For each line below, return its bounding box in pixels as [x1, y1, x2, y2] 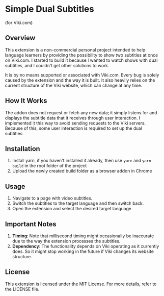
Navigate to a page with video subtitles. [12, 195, 92, 201]
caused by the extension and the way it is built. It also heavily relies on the [5, 77, 156, 83]
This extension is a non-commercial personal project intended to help [5, 47, 146, 52]
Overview [5, 34, 36, 42]
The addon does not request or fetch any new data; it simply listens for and [5, 109, 157, 116]
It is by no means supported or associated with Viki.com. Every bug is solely [5, 72, 160, 78]
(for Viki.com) [5, 20, 33, 25]
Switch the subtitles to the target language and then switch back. [12, 200, 144, 206]
